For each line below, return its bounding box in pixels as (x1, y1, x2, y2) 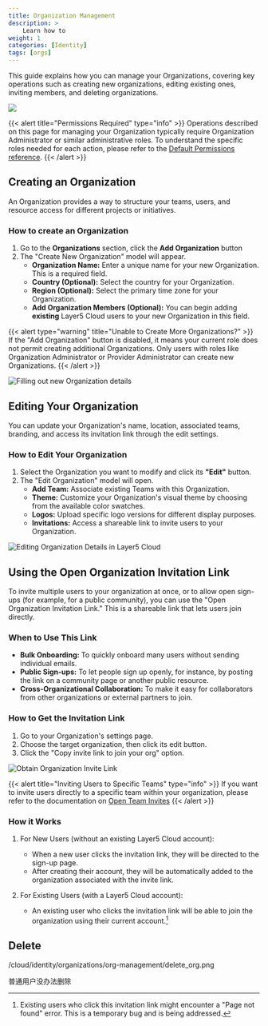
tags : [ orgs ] (8, 49, 52, 57)
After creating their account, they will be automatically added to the (31, 866, 254, 876)
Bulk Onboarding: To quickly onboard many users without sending (19, 650, 239, 660)
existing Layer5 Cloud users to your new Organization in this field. (31, 311, 250, 321)
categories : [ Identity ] (8, 42, 88, 50)
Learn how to (22, 26, 66, 34)
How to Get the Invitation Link (8, 713, 125, 724)
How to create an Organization (8, 225, 129, 236)
